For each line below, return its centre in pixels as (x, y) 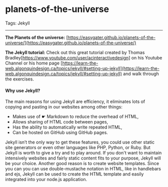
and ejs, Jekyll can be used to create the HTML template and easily (74, 174)
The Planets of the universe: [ (37, 37)
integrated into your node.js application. (46, 179)
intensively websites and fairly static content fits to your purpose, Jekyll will (83, 158)
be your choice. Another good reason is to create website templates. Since (82, 163)
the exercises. (19, 79)
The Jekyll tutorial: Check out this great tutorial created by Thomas (75, 52)
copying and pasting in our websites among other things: (64, 107)
